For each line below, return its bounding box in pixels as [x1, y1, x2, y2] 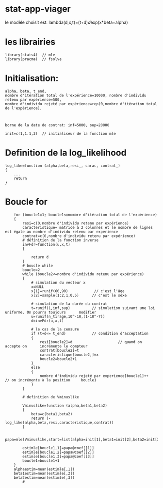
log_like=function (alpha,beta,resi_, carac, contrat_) [5, 163, 120, 168]
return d [31, 254, 49, 260]
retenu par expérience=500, [5, 97, 62, 102]
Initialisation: [5, 73, 59, 84]
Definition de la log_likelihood [5, 147, 127, 158]
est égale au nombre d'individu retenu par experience [5, 229, 118, 234]
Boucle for [5, 196, 48, 207]
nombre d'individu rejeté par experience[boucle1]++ [39, 373, 149, 378]
